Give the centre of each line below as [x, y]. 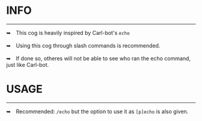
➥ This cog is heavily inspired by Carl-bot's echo [68, 33]
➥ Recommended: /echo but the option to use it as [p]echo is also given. [97, 111]
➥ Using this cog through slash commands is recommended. [83, 45]
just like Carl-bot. [28, 64]
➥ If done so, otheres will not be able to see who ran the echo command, [99, 58]
